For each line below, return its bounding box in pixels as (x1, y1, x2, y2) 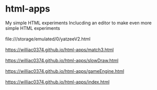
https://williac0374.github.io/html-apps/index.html (5, 79, 110, 85)
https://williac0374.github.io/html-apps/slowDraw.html (5, 57, 119, 63)
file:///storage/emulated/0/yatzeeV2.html (5, 36, 91, 42)
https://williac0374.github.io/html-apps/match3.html (5, 47, 114, 53)
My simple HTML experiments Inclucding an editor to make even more (5, 20, 152, 26)
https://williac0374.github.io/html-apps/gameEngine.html (5, 68, 125, 74)
